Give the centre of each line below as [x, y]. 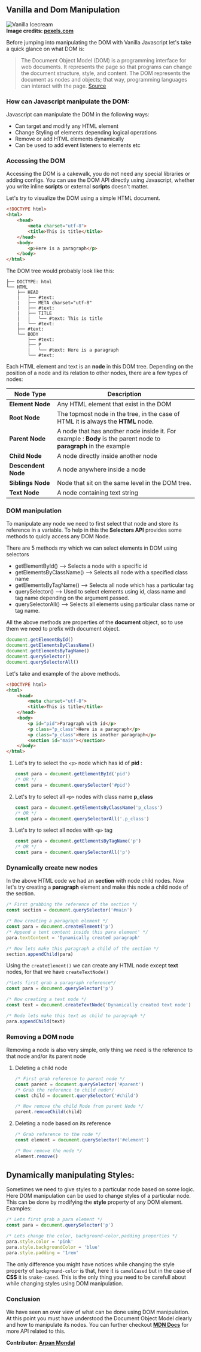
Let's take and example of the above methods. [63, 673]
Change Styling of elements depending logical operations [86, 133]
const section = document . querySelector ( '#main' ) [69, 910]
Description [124, 394]
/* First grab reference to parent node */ [70, 1079]
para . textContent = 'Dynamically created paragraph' [73, 938]
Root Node [25, 418]
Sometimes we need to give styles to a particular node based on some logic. [100, 1189]
